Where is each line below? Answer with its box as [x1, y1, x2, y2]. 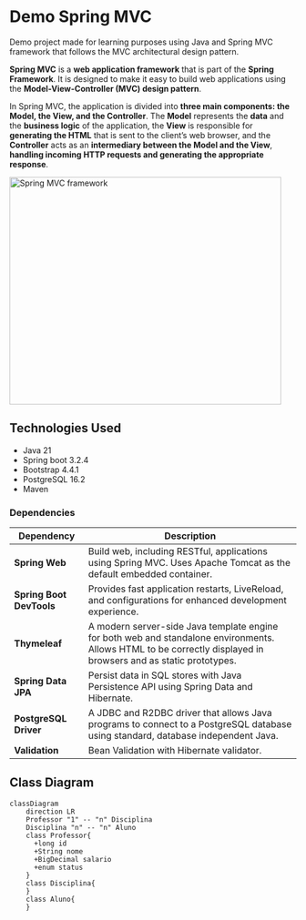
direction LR [25, 807, 76, 816]
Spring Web [14, 557, 66, 570]
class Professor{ [25, 831, 92, 840]
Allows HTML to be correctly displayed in [87, 643, 264, 656]
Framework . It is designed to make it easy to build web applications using [9, 73, 287, 84]
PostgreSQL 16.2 [22, 473, 86, 484]
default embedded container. [87, 568, 213, 581]
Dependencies [9, 506, 76, 519]
